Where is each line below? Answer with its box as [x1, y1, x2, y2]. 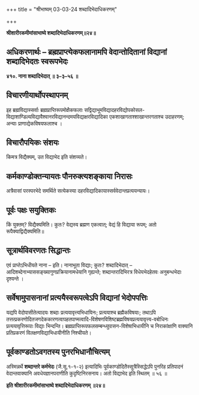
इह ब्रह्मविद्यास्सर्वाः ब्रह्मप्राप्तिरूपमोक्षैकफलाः [6, 106, 83, 114]
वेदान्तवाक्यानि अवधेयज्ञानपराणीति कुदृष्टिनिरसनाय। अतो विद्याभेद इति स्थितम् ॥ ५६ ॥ [6, 370, 168, 377]
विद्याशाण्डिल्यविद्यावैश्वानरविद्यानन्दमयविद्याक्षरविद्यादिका [6, 113, 108, 120]
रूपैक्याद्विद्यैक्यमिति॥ [6, 228, 44, 235]
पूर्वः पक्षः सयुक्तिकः [6, 205, 56, 215]
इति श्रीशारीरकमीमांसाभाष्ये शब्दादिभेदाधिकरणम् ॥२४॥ [6, 382, 105, 389]
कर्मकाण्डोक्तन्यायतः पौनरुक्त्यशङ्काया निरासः [6, 171, 133, 182]
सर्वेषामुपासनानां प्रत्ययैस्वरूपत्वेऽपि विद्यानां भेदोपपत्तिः [6, 293, 148, 303]
